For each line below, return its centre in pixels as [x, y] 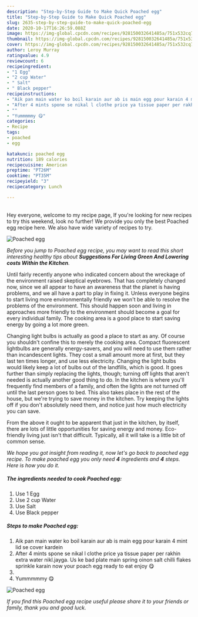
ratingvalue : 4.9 [28, 55]
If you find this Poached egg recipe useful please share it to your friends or [98, 601]
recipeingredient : [29, 66]
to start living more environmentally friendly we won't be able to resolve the [98, 299]
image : [15, 34]
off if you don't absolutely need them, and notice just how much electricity [97, 405]
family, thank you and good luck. [47, 608]
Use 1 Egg [27, 494]
